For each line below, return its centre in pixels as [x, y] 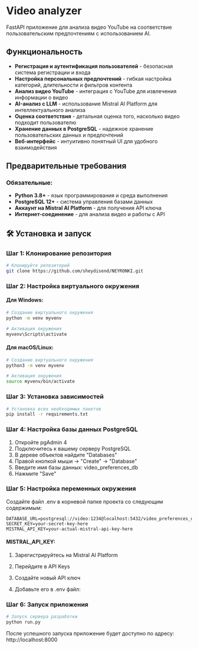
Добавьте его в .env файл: [47, 590]
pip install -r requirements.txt [47, 414]
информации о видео [41, 97]
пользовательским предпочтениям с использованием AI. [79, 33]
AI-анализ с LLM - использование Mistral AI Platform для [86, 104]
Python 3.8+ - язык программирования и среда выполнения [91, 196]
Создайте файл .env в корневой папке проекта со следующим [85, 501]
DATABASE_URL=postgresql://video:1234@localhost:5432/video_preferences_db [101, 519]
